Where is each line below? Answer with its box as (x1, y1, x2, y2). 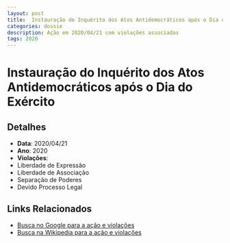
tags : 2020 (7, 36, 38, 42)
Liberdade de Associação (16, 168, 90, 177)
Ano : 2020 (16, 146, 48, 155)
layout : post (7, 10, 44, 17)
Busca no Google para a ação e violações (16, 220, 135, 229)
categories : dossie (7, 23, 63, 29)
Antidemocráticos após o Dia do (7, 79, 193, 95)
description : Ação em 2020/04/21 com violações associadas (7, 29, 179, 36)
